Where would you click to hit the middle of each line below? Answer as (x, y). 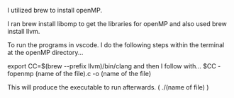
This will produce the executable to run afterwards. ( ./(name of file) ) (108, 87)
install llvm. (24, 31)
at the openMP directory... (45, 53)
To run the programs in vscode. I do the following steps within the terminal (116, 45)
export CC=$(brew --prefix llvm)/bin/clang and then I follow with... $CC (112, 66)
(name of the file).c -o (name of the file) (93, 74)
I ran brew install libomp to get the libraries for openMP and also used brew (117, 24)
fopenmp (21, 74)
